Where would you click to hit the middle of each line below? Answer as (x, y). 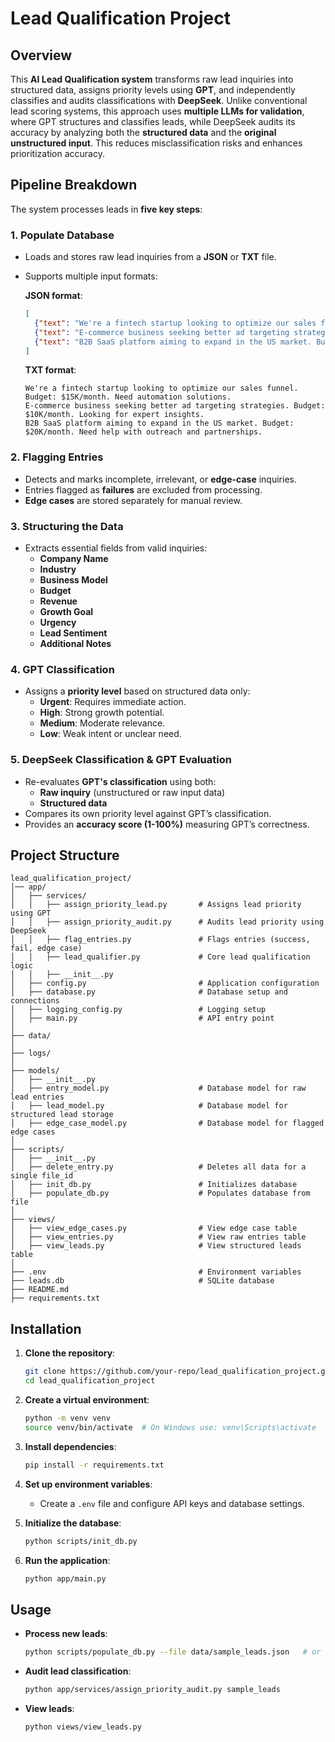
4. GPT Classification (62, 669)
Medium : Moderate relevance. (102, 723)
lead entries (37, 1097)
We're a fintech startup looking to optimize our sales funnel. (161, 388)
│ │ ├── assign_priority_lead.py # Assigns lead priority (156, 905)
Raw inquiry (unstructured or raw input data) (132, 792)
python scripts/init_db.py (81, 1541)
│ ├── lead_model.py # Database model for (149, 1106)
